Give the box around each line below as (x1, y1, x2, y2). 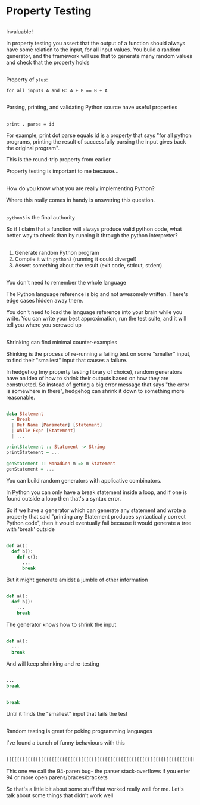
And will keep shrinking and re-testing (6, 660, 99, 667)
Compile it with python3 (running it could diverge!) (14, 255, 137, 263)
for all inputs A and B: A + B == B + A (6, 87, 108, 93)
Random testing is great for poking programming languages (6, 728, 153, 735)
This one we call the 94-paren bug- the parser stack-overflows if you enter (6, 767, 190, 774)
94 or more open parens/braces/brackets (6, 773, 108, 781)
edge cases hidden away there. (6, 297, 83, 304)
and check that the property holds (6, 59, 90, 66)
